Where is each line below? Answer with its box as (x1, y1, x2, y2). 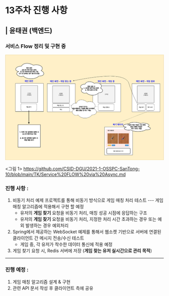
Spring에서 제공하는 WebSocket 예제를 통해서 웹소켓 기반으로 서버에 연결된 (12, 229, 161, 235)
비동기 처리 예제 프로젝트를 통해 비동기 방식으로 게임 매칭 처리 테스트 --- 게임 (12, 197, 163, 203)
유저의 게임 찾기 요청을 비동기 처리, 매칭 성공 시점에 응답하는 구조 (20, 210, 147, 216)
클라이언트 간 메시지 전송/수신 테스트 (12, 235, 84, 241)
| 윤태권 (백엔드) (5, 26, 53, 35)
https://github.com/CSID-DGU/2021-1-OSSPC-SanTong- (23, 166, 140, 172)
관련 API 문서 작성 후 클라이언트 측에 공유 (12, 285, 94, 291)
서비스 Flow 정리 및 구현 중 (5, 42, 66, 49)
